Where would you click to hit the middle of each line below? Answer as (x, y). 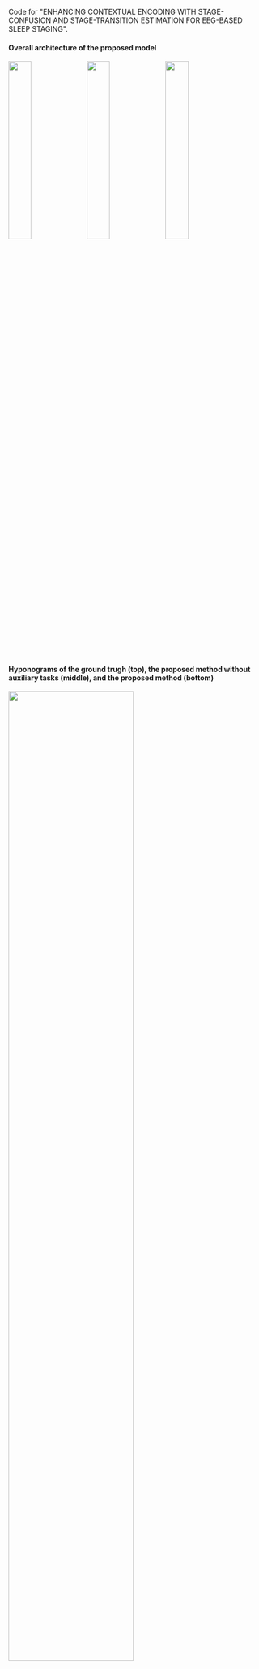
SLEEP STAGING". (38, 29)
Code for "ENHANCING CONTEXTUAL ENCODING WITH (102, 12)
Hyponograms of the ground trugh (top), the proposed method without (129, 669)
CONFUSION (30, 20)
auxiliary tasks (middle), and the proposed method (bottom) (111, 678)
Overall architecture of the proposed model (83, 47)
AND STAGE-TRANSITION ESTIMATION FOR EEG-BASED (148, 20)
